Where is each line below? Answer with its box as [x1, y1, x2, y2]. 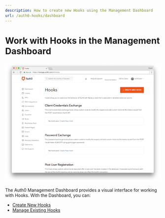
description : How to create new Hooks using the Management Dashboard [5, 8, 153, 13]
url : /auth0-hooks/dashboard [5, 13, 65, 18]
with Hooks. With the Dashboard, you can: [5, 192, 91, 198]
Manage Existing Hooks [12, 207, 61, 213]
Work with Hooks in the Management [5, 35, 160, 46]
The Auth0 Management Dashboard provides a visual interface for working [5, 187, 157, 193]
